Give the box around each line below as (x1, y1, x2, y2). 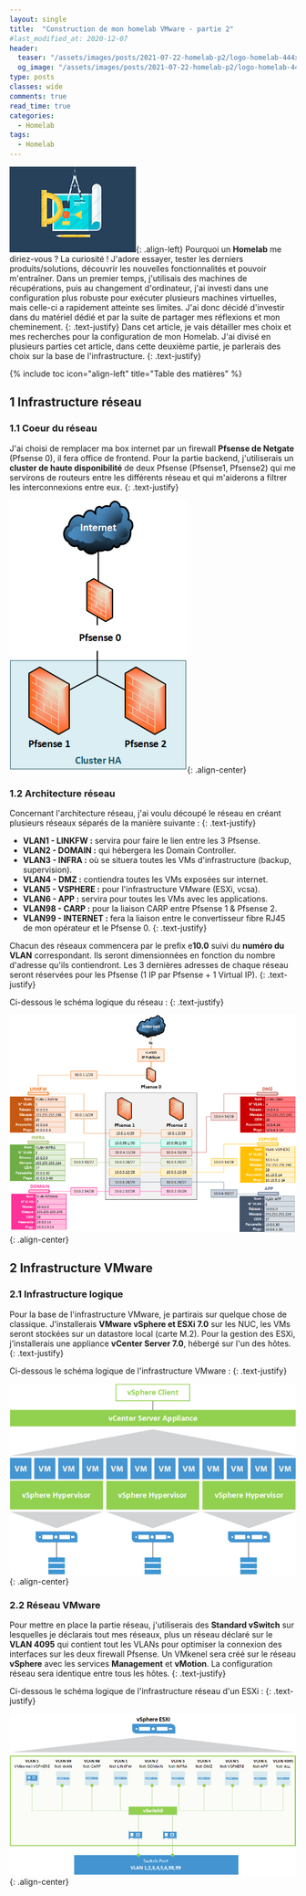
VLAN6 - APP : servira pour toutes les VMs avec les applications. (22, 893, 269, 904)
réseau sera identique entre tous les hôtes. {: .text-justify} (9, 1668, 226, 1680)
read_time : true (9, 101, 71, 111)
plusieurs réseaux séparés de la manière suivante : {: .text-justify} (9, 817, 257, 828)
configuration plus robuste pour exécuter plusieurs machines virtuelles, (9, 292, 278, 303)
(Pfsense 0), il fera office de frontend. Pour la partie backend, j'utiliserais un (9, 452, 294, 463)
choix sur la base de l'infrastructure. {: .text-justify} (9, 351, 202, 361)
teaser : (17, 53, 47, 63)
